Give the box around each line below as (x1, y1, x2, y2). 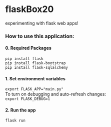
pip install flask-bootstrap (5, 61, 66, 66)
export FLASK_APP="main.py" (5, 87, 64, 92)
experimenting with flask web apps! (5, 20, 78, 26)
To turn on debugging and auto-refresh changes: (5, 91, 106, 97)
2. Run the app (5, 107, 36, 113)
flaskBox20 (5, 4, 54, 15)
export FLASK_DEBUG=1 (5, 96, 50, 101)
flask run (5, 118, 26, 123)
